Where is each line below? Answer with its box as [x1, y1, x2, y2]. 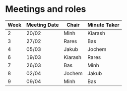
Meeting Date [26, 21, 59, 28]
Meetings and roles [5, 3, 86, 15]
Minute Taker [87, 21, 120, 28]
